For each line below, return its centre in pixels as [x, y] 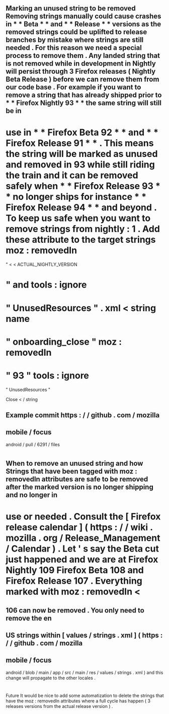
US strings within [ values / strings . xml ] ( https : [84, 635]
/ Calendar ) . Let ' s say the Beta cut [82, 549]
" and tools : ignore [46, 285]
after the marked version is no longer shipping [80, 487]
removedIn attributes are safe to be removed [77, 479]
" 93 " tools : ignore [48, 375]
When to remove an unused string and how [74, 463]
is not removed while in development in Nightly [81, 64]
